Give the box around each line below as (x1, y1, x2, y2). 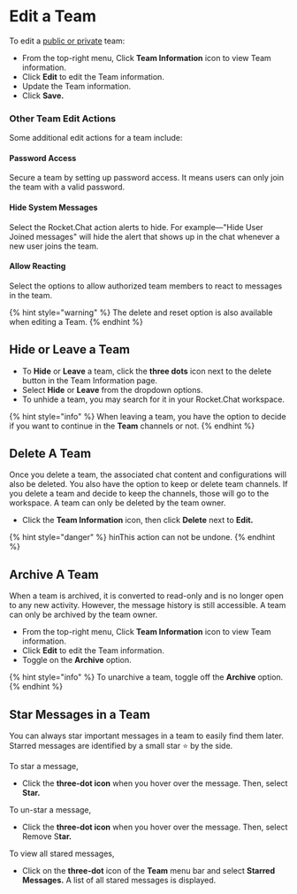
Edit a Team (9, 6, 97, 27)
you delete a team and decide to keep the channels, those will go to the (9, 489, 270, 499)
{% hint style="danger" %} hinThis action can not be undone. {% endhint (9, 532, 276, 543)
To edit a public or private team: (9, 35, 126, 46)
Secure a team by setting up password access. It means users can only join (9, 173, 285, 183)
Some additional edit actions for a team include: (9, 133, 183, 143)
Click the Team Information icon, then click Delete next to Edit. (21, 515, 254, 526)
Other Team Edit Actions (9, 112, 117, 125)
